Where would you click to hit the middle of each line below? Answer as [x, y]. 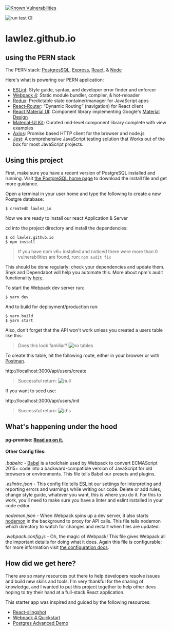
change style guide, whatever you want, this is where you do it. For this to [83, 495]
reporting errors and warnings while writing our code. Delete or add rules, [83, 489]
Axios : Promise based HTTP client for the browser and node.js [79, 133]
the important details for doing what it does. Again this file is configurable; [84, 542]
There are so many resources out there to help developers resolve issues [83, 576]
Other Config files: [26, 451]
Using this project [34, 160]
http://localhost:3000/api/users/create [46, 371]
